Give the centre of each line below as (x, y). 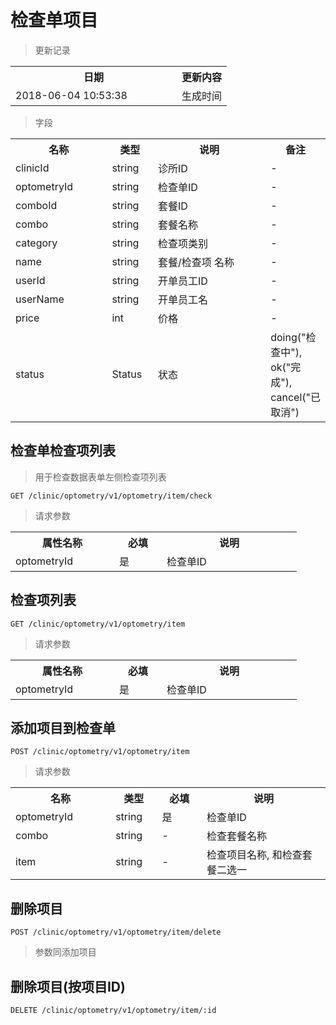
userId (30, 280)
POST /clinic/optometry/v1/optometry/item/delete (116, 932)
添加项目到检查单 (63, 727)
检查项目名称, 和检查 (254, 855)
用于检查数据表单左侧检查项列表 (100, 477)
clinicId (32, 168)
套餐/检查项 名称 (196, 262)
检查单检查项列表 (63, 451)
